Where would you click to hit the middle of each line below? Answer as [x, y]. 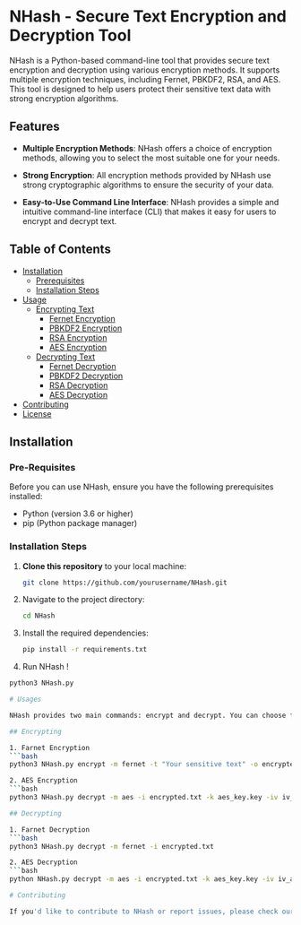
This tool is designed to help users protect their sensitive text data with [140, 89]
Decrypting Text [65, 357]
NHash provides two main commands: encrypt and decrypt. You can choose [148, 715]
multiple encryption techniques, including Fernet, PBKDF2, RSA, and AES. [145, 79]
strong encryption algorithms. [64, 98]
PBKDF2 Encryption [86, 328]
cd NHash [39, 616]
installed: [26, 497]
